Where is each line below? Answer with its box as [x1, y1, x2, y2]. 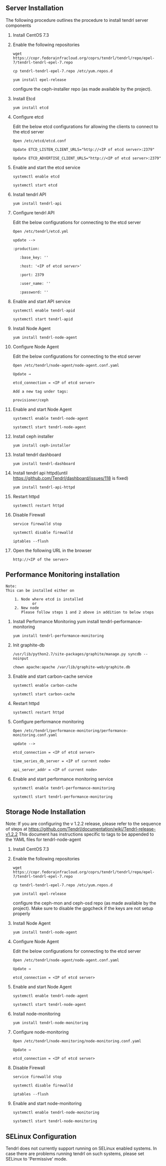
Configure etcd [12, 114, 44, 120]
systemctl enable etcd [12, 174, 60, 179]
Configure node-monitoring [12, 1029, 69, 1035]
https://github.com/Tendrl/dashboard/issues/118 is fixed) [12, 475, 128, 481]
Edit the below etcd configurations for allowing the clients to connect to [12, 124, 159, 130]
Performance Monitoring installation [5, 571, 120, 579]
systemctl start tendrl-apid [12, 317, 73, 322]
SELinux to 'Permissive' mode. [5, 1156, 68, 1162]
